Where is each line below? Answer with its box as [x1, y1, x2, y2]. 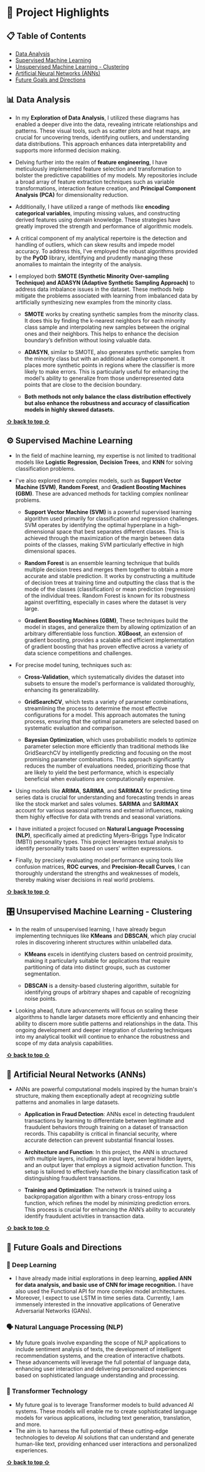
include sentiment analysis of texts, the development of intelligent [15, 1346, 182, 1353]
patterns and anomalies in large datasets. [15, 1098, 120, 1106]
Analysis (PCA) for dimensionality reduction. [15, 191, 129, 198]
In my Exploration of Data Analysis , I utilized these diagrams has [15, 114, 180, 121]
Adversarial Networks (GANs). [15, 1307, 92, 1314]
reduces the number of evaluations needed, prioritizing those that [24, 762, 190, 769]
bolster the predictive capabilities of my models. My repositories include [15, 171, 198, 179]
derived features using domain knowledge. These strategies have [15, 216, 181, 223]
